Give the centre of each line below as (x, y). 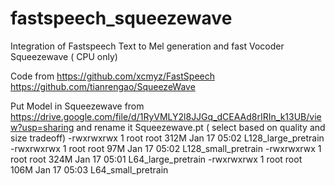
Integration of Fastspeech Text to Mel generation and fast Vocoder (147, 46)
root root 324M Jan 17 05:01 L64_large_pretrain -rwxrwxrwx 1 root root (156, 159)
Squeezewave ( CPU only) (64, 56)
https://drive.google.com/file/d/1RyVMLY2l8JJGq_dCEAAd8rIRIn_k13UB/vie (166, 116)
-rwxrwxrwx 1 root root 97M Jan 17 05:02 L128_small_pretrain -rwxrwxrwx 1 (166, 148)
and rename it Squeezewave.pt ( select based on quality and (201, 127)
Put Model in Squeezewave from (77, 106)
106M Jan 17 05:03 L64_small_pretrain (89, 169)
